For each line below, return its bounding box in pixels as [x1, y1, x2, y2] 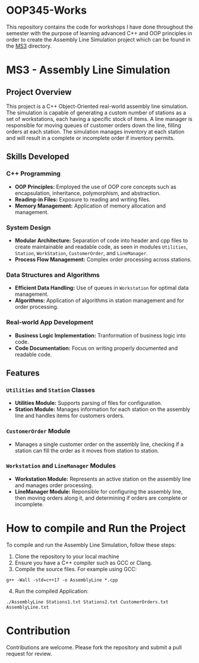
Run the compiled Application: [14, 587, 89, 594]
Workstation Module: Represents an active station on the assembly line [14, 475, 191, 482]
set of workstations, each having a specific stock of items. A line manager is [6, 115, 193, 122]
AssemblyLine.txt [6, 604, 49, 610]
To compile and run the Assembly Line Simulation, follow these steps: [6, 541, 176, 549]
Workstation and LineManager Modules [6, 461, 116, 470]
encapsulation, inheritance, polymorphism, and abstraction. [14, 189, 161, 197]
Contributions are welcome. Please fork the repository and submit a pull [6, 643, 182, 650]
